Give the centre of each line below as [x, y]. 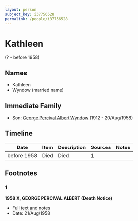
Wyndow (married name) [38, 90]
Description [72, 147]
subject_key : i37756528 [30, 14]
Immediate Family [33, 106]
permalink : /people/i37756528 [36, 19]
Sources [101, 147]
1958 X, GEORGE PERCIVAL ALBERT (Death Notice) [59, 198]
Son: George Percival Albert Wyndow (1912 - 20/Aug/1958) [72, 118]
